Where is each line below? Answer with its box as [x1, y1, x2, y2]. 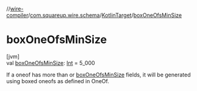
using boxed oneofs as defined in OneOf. [6, 77, 110, 84]
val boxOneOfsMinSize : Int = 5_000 [6, 59, 96, 66]
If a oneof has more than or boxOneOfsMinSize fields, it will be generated [6, 71, 191, 78]
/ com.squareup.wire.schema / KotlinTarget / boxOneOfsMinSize [27, 12, 182, 19]
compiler [6, 12, 29, 19]
